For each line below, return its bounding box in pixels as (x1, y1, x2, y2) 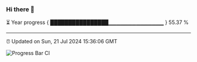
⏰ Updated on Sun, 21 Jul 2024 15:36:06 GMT (6, 38, 117, 45)
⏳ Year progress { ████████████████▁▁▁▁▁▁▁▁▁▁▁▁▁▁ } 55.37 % (6, 19, 189, 26)
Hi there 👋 (6, 5, 35, 13)
